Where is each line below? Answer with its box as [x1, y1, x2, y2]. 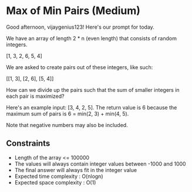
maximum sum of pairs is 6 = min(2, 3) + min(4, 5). [6, 110, 129, 117]
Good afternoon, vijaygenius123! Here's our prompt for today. [6, 23, 154, 30]
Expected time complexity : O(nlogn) [14, 173, 103, 180]
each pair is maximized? [6, 92, 65, 100]
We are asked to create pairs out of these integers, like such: [6, 63, 153, 71]
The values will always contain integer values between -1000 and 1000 [14, 160, 186, 167]
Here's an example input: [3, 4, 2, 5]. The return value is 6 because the [6, 104, 177, 111]
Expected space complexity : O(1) [14, 179, 96, 186]
